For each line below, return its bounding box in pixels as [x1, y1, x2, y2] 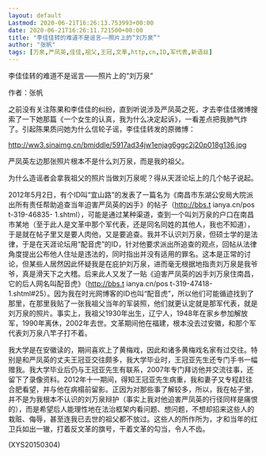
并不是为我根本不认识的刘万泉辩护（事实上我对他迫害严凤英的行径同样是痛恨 [8, 394, 258, 404]
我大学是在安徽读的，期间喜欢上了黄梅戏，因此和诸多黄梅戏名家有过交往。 [8, 345, 251, 354]
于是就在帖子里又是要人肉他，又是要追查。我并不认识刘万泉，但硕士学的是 [8, 230, 251, 239]
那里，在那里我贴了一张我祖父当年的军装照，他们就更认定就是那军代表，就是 [8, 299, 258, 308]
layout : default [8, 11, 62, 20]
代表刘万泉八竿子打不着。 [8, 329, 92, 337]
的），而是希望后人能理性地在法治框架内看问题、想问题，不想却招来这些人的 [8, 405, 255, 413]
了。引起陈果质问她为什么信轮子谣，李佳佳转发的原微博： [8, 124, 196, 134]
